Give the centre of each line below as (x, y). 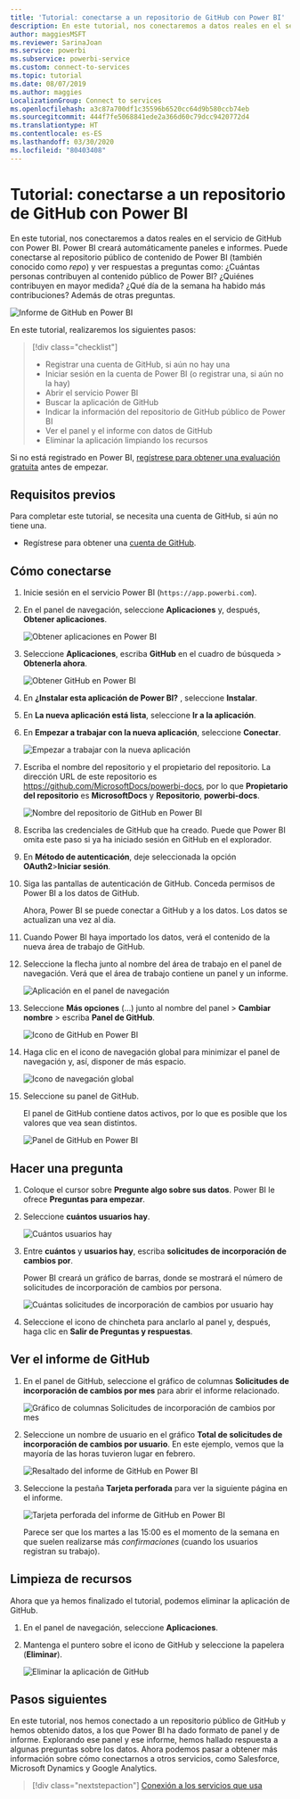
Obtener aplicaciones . (65, 619)
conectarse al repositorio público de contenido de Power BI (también (136, 257)
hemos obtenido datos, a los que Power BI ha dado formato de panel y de (145, 1730)
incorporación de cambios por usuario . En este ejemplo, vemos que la (153, 1444)
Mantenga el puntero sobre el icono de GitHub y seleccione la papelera (154, 1645)
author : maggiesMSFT (49, 34)
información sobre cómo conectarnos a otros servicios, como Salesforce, (145, 1759)
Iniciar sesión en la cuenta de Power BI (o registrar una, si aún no (164, 373)
